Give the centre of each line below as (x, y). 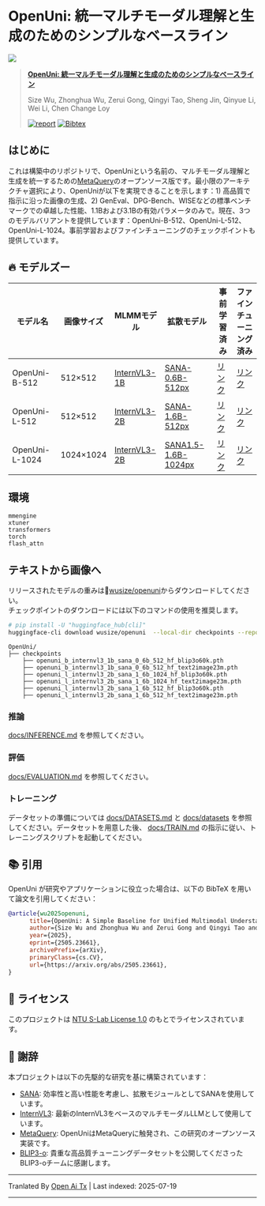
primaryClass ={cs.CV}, (66, 957)
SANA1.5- (185, 445)
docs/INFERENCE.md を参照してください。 (78, 735)
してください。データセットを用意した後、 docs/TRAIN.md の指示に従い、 (129, 827)
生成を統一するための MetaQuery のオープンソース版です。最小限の (116, 181)
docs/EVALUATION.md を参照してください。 (80, 776)
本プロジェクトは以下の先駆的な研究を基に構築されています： (108, 1077)
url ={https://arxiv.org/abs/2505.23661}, (98, 965)
